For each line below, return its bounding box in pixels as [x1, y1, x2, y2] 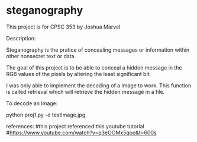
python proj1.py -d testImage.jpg [6, 111, 86, 118]
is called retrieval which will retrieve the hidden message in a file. [6, 88, 165, 95]
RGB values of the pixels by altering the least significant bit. [6, 70, 151, 77]
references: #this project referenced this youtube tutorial [6, 122, 145, 130]
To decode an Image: [6, 99, 58, 107]
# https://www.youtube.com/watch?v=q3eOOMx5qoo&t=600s [6, 129, 157, 136]
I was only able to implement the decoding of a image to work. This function [6, 81, 192, 89]
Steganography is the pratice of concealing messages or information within [6, 46, 190, 53]
